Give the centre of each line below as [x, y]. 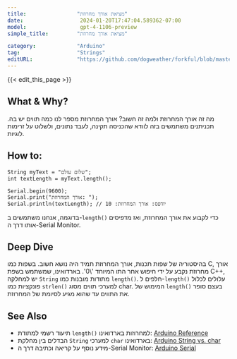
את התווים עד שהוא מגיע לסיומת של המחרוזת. [68, 294]
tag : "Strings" [56, 53]
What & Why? [38, 102]
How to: [25, 156]
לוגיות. [16, 133]
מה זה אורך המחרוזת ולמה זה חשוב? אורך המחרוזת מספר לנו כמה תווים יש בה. [111, 118]
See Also [27, 316]
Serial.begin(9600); [38, 191]
